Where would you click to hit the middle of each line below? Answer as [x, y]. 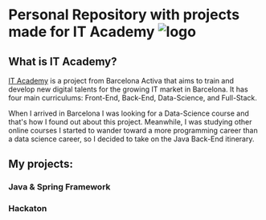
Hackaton [28, 209]
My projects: [41, 164]
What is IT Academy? [63, 61]
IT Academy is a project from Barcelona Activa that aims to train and [121, 81]
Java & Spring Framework [59, 187]
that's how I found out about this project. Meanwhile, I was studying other [130, 122]
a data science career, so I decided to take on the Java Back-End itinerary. [131, 139]
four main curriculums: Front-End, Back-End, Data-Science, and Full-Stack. [133, 98]
